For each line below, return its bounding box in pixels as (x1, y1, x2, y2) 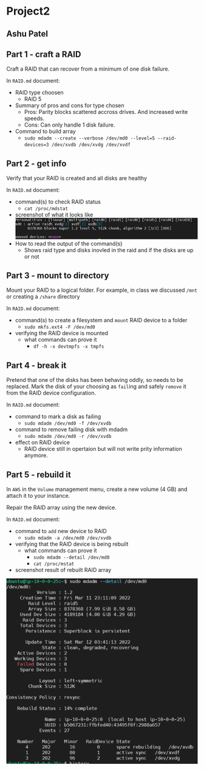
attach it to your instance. (6, 492, 70, 500)
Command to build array (15, 128, 76, 135)
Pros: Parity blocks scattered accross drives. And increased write (24, 108, 188, 116)
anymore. (24, 452, 49, 459)
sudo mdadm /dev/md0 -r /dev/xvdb (24, 434, 112, 440)
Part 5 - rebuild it (6, 469, 71, 479)
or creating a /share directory (6, 293, 80, 300)
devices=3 (24, 142, 50, 148)
